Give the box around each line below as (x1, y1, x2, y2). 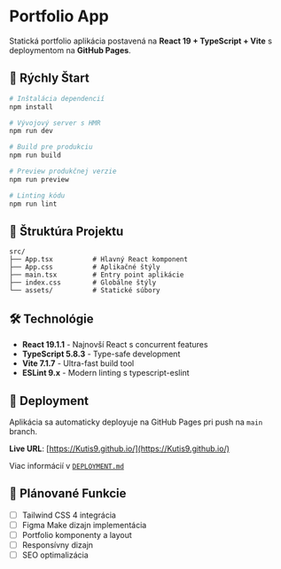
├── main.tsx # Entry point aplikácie (9, 270, 184, 280)
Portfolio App (9, 6, 109, 27)
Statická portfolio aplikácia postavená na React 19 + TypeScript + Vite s (9, 35, 273, 46)
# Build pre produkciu (9, 143, 93, 152)
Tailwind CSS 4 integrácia (21, 510, 117, 520)
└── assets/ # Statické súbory (9, 286, 161, 295)
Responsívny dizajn (21, 539, 94, 550)
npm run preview (9, 175, 69, 183)
